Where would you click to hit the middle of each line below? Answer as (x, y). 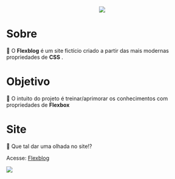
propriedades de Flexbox (38, 105)
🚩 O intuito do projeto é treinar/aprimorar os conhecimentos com (87, 99)
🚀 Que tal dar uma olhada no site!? (49, 146)
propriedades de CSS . (35, 57)
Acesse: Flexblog (28, 158)
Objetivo (28, 82)
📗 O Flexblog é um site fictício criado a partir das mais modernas (87, 51)
